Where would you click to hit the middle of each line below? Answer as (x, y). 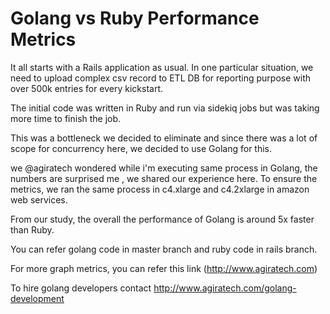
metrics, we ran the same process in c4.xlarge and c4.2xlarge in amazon (160, 189)
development (37, 298)
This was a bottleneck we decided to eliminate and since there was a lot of (164, 138)
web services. (39, 199)
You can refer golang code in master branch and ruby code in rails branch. (164, 249)
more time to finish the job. (66, 118)
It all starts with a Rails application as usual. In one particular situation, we (162, 67)
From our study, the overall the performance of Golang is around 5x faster (162, 219)
